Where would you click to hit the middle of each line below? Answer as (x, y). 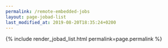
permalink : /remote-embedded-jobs (48, 11)
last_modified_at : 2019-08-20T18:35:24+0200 (61, 22)
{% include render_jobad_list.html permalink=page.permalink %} (84, 39)
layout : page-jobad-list (36, 17)
